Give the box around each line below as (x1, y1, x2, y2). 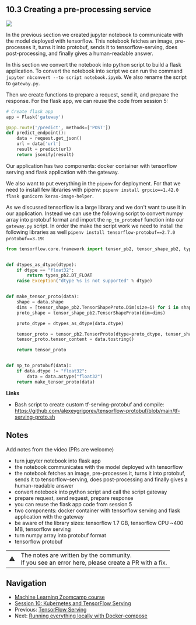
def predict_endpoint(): (6, 130, 66, 136)
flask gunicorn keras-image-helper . (6, 192, 94, 199)
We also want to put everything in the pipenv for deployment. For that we (6, 179, 181, 187)
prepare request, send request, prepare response (14, 494, 134, 502)
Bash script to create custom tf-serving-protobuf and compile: (14, 400, 164, 408)
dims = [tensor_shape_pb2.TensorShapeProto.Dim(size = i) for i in (16, 304, 179, 310)
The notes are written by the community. (20, 551, 132, 559)
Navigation (6, 578, 47, 588)
